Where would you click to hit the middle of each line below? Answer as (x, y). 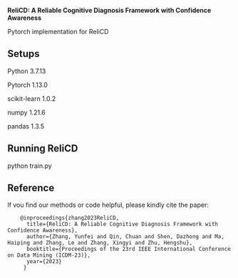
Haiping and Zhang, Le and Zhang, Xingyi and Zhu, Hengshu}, (100, 243)
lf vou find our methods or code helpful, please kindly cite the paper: (108, 205)
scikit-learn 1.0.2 (32, 98)
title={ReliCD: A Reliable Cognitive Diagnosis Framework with (122, 224)
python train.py (30, 166)
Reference (31, 188)
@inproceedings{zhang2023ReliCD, (70, 218)
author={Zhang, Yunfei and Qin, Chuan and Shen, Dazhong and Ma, (125, 237)
